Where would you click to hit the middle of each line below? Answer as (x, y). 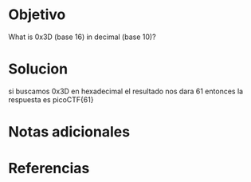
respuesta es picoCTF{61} (51, 99)
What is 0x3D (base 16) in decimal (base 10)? (82, 37)
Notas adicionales (69, 132)
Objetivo (37, 15)
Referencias (49, 168)
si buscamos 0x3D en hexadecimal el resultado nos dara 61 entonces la (126, 91)
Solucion (38, 69)
